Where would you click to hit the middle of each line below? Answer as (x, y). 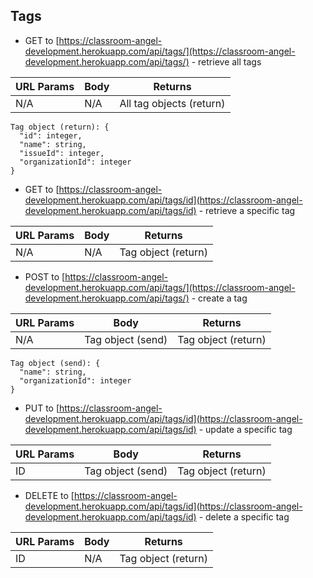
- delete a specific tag (244, 516)
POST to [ (45, 276)
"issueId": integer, (62, 153)
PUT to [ (42, 408)
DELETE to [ (49, 495)
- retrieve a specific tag (247, 210)
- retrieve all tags (226, 61)
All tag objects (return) (172, 103)
